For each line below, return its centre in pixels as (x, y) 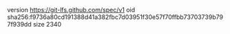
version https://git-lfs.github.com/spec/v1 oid (71, 10)
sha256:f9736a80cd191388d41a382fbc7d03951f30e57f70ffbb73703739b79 (115, 17)
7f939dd (20, 24)
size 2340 (48, 24)
